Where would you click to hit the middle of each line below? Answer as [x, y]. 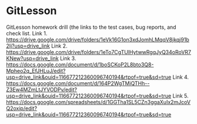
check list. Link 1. [27, 33]
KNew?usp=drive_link [32, 58]
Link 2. [59, 46]
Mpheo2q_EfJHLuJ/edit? [36, 71]
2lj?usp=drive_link [28, 46]
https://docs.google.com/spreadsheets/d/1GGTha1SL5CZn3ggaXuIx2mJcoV [98, 102]
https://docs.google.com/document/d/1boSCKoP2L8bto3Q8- [80, 64]
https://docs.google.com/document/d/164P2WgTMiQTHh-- [78, 83]
